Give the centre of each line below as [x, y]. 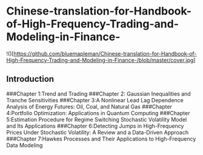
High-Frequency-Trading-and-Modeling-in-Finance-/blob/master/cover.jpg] [101, 60]
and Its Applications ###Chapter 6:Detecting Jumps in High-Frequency [95, 126]
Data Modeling [25, 145]
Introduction [30, 79]
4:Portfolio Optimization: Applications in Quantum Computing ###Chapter [98, 113]
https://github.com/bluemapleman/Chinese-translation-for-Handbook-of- [105, 53]
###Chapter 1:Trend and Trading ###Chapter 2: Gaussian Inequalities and [98, 94]
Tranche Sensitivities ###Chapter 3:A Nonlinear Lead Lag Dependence [95, 100]
